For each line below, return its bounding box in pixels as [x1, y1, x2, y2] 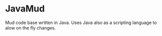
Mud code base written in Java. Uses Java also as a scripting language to [5, 19, 157, 25]
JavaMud [5, 3, 45, 14]
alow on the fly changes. [5, 24, 56, 30]
